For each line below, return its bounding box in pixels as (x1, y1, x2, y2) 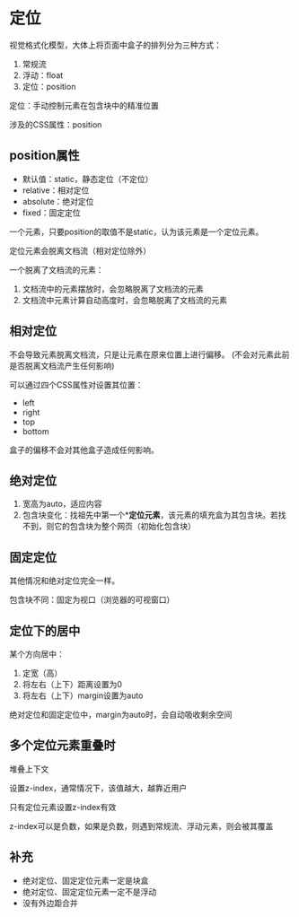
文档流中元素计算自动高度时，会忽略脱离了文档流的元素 (22, 294, 227, 305)
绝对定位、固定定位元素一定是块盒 (22, 875, 149, 886)
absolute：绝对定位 (22, 196, 94, 206)
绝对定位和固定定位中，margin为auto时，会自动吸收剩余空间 (9, 710, 233, 720)
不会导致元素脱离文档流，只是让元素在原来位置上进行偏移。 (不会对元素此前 (9, 349, 290, 360)
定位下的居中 (9, 623, 81, 638)
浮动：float (22, 69, 64, 81)
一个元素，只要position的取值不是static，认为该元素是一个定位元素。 (9, 226, 264, 237)
